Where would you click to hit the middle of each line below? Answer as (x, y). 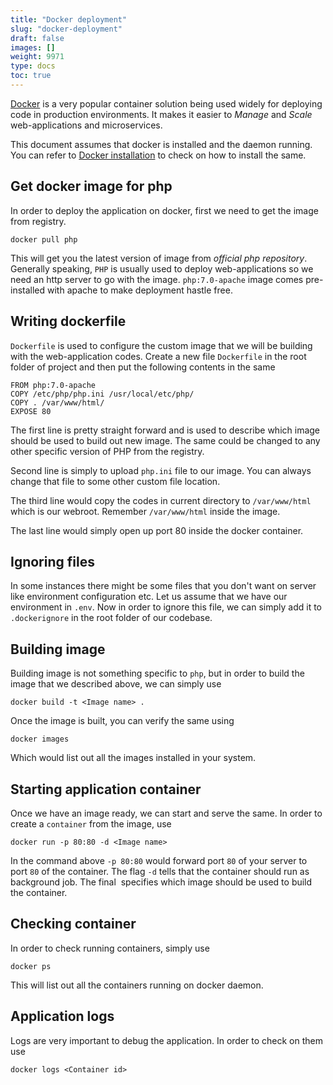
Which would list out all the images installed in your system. (133, 758)
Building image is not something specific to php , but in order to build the (157, 673)
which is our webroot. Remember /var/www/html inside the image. (145, 511)
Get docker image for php (91, 186)
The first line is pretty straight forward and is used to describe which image (165, 430)
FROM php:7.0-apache (53, 385)
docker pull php (44, 239)
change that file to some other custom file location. (115, 481)
